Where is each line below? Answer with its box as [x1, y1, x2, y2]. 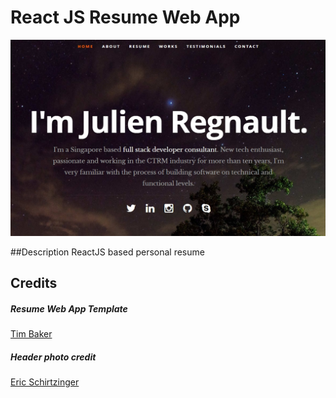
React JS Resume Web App [10, 6, 241, 29]
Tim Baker [10, 328, 53, 340]
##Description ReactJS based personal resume [10, 246, 205, 258]
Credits [10, 275, 58, 292]
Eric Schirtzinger [10, 376, 80, 388]
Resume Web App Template [10, 302, 128, 315]
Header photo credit [10, 351, 97, 363]
